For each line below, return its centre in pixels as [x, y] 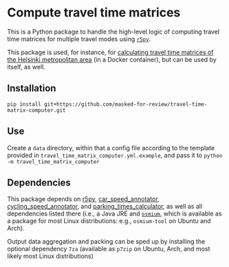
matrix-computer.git [37, 110]
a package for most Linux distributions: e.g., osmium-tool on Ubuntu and [109, 221]
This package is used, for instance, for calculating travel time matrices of [110, 52]
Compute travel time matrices [94, 13]
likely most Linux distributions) [51, 256]
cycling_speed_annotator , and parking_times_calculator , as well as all [105, 207]
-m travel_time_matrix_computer [53, 162]
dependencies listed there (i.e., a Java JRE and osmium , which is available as [115, 213]
